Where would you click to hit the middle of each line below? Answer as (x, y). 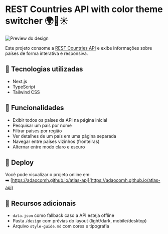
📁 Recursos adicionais (41, 203)
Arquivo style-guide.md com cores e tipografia (61, 226)
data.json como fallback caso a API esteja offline (63, 215)
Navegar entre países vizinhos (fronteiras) (56, 141)
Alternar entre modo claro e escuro (49, 146)
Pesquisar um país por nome (42, 125)
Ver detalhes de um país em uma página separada (64, 136)
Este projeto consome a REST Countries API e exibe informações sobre (79, 48)
